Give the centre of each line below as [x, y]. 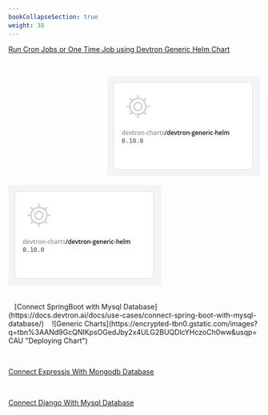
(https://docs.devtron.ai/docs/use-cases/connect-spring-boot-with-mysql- [132, 315]
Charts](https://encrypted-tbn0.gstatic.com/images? [171, 323]
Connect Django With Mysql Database [71, 402]
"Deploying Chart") [56, 341]
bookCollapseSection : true [53, 17]
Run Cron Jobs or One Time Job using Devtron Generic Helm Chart [119, 49]
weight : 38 [26, 25]
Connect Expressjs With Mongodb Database [81, 371]
